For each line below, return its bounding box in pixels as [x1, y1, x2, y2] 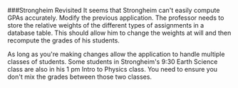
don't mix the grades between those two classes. [7, 72, 152, 81]
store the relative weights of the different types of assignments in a [7, 21, 205, 29]
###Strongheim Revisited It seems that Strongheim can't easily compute [7, 6, 220, 14]
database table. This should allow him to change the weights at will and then [7, 28, 232, 37]
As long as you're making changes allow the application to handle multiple [7, 50, 225, 58]
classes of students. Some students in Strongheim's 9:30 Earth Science [7, 57, 218, 66]
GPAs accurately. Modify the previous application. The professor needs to [7, 13, 224, 22]
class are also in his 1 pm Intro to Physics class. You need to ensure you [7, 65, 218, 73]
